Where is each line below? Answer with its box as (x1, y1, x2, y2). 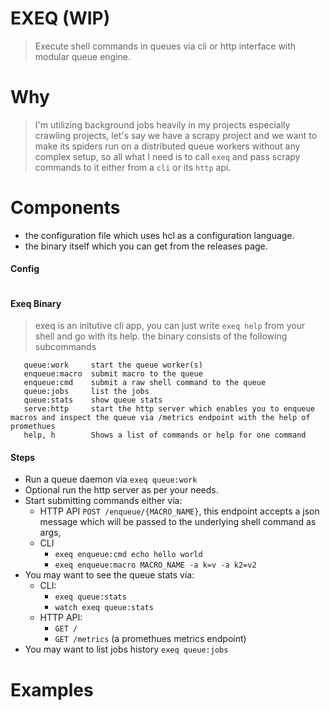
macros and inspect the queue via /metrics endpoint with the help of (10, 413, 311, 423)
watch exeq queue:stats (54, 603, 154, 613)
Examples (10, 678, 94, 701)
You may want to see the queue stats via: (24, 569, 195, 581)
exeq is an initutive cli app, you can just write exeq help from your (34, 320, 306, 332)
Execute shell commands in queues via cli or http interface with (34, 40, 297, 52)
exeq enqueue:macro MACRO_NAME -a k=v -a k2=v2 (54, 560, 257, 571)
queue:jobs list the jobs (23, 387, 150, 397)
